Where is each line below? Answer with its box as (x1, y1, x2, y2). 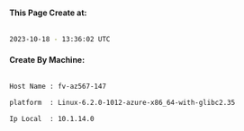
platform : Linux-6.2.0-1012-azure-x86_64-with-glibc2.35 (9, 99, 236, 108)
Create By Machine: (9, 54, 86, 65)
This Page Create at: (9, 7, 87, 18)
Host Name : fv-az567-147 (9, 82, 106, 92)
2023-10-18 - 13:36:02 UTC (9, 35, 111, 44)
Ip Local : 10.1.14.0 (9, 115, 95, 124)
